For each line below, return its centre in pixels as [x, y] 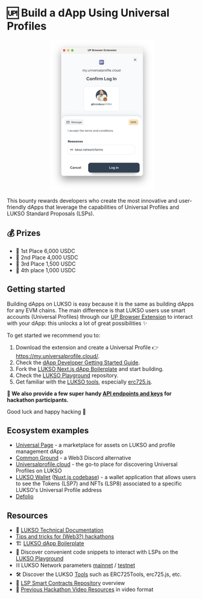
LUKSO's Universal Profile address [58, 490]
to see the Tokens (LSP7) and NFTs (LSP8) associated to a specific [99, 483]
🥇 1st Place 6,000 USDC [45, 250]
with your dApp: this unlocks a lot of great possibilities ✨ [77, 323]
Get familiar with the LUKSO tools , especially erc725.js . [84, 382]
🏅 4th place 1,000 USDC [46, 270]
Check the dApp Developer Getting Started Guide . [78, 362]
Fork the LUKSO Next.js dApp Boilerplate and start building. [90, 368]
